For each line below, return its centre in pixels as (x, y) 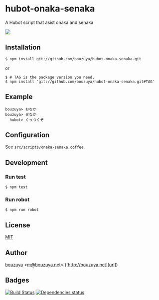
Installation (23, 48)
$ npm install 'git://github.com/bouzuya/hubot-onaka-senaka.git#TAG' (80, 82)
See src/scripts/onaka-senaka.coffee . (45, 147)
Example (19, 97)
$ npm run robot (22, 210)
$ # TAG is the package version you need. (50, 77)
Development (27, 162)
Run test (15, 177)
